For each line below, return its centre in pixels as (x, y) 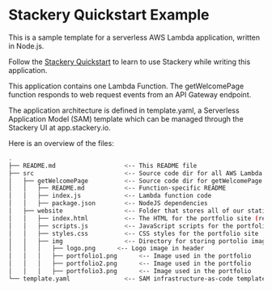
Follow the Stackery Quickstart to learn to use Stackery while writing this (130, 62)
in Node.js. (26, 45)
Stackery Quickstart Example (109, 15)
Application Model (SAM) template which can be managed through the (126, 118)
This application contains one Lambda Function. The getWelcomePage (126, 86)
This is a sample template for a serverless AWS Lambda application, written (134, 37)
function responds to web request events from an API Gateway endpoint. (130, 94)
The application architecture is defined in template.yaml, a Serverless (124, 110)
